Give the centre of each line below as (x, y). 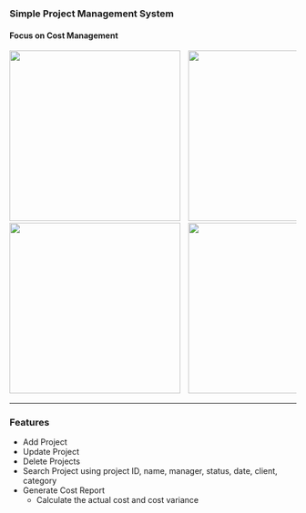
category (40, 481)
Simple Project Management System (92, 14)
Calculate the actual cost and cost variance (117, 500)
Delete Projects (51, 461)
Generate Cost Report (64, 490)
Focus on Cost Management (64, 35)
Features (30, 423)
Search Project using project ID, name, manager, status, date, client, (150, 471)
